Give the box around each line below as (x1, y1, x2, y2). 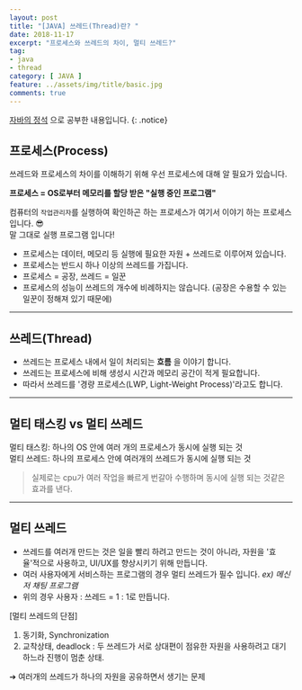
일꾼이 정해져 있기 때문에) (22, 293, 112, 304)
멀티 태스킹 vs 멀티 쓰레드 (9, 416, 144, 432)
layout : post (9, 13, 58, 22)
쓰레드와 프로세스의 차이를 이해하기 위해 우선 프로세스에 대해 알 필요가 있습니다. (9, 168, 288, 180)
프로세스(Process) (9, 143, 110, 158)
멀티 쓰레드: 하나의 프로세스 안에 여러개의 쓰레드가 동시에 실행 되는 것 (9, 453, 252, 463)
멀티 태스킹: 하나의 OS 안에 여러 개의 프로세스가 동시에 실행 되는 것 (9, 442, 243, 453)
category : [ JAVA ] (9, 72, 83, 81)
